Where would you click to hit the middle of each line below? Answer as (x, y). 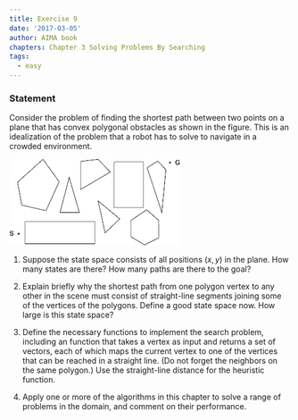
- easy (29, 66)
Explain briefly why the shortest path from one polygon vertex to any (148, 287)
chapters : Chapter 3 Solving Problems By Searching (107, 47)
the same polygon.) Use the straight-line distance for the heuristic (143, 370)
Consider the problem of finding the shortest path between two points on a (147, 118)
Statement (33, 98)
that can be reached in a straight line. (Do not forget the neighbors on (150, 361)
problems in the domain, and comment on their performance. (134, 407)
